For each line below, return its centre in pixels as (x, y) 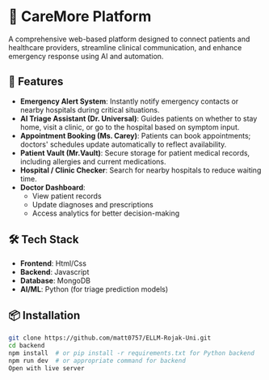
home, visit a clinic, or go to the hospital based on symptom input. (130, 127)
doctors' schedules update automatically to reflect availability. (123, 144)
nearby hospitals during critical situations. (90, 109)
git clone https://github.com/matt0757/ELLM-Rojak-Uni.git (110, 338)
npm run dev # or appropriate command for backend (97, 361)
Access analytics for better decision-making (106, 213)
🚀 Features (36, 81)
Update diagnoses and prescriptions (92, 204)
